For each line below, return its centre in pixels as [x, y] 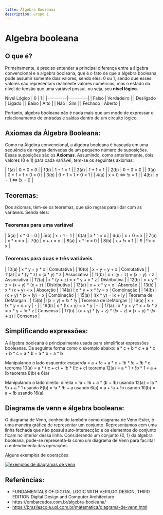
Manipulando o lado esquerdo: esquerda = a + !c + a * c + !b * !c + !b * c [78, 362]
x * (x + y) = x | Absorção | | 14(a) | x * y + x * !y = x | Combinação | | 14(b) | [81, 290]
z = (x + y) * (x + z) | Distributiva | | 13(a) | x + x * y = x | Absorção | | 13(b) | [81, 285]
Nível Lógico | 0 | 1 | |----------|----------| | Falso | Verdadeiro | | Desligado [81, 98]
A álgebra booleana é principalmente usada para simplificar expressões [77, 343]
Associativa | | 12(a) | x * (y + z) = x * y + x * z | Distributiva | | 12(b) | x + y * [81, 279]
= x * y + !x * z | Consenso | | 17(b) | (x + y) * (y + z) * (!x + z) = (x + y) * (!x [80, 310]
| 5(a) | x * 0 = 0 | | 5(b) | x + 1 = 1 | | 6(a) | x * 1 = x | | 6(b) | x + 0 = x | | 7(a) [81, 236]
